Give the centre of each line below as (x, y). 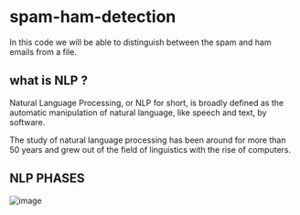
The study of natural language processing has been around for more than (148, 140)
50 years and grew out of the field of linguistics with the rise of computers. (150, 149)
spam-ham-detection (93, 17)
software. (27, 122)
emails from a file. (43, 51)
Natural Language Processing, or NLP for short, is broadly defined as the (147, 102)
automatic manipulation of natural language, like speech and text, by (138, 113)
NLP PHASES (47, 179)
